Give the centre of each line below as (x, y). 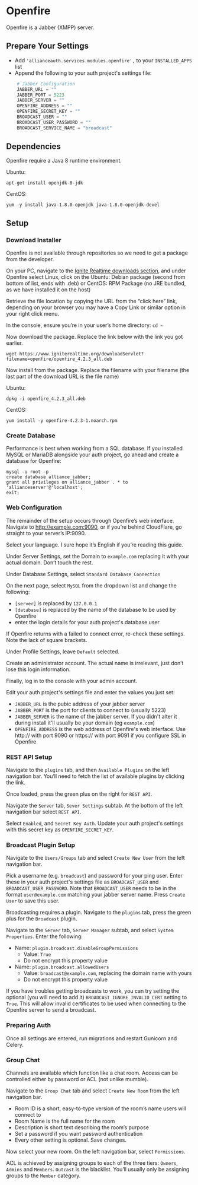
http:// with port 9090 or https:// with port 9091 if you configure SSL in (100, 735)
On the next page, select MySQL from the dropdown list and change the (92, 585)
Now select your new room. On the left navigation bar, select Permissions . (96, 1151)
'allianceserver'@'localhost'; (45, 488)
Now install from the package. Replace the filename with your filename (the (98, 370)
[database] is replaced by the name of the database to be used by (95, 609)
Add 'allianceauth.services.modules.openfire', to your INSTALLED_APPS (103, 60)
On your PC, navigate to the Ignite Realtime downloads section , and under (96, 271)
